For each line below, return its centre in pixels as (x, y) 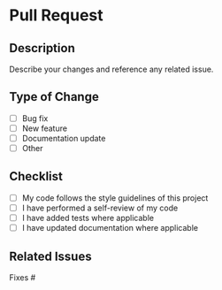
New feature (45, 128)
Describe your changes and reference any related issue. (111, 69)
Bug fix (35, 118)
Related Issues (50, 256)
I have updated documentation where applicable (110, 228)
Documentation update (64, 138)
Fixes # (23, 277)
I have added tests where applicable (88, 218)
